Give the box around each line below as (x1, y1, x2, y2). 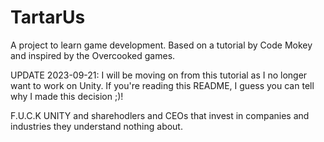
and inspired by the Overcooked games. (10, 49, 176, 61)
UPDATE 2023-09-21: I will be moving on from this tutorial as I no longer (10, 69, 308, 81)
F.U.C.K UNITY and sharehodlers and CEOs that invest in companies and (10, 109, 310, 121)
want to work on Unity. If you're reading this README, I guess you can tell (10, 79, 315, 91)
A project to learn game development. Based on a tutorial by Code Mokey (10, 39, 313, 51)
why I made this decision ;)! (10, 90, 124, 102)
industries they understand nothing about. (10, 120, 183, 132)
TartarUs (10, 6, 86, 29)
